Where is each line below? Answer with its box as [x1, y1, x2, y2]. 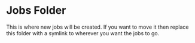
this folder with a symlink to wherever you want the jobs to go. [6, 29, 160, 36]
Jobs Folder [6, 4, 66, 17]
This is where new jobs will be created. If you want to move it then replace [6, 23, 189, 30]
